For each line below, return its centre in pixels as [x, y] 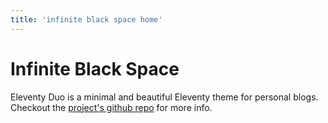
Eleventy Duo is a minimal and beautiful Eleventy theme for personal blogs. [164, 97]
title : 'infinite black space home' [86, 19]
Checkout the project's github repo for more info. [111, 107]
